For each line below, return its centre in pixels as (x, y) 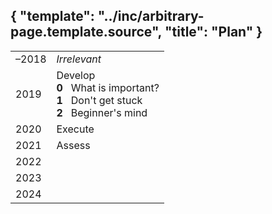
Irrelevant (79, 59)
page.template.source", (86, 32)
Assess (73, 145)
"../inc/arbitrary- (151, 16)
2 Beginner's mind (102, 112)
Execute (75, 129)
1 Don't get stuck (99, 100)
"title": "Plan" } (213, 32)
